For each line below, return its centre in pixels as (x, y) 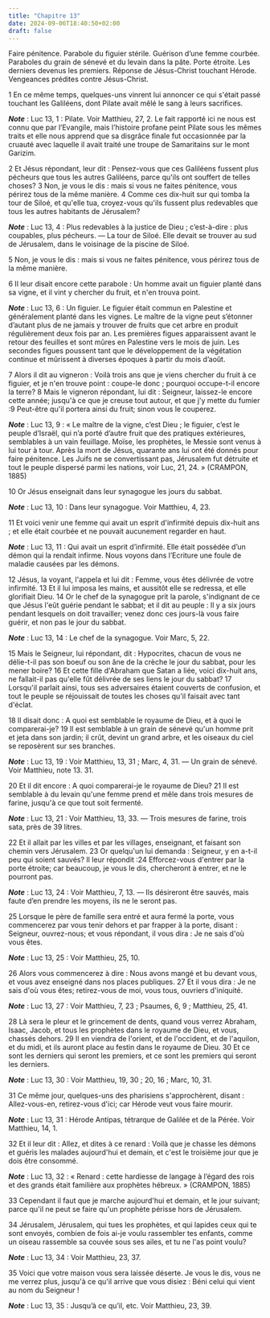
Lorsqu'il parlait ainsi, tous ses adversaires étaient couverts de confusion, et (135, 688)
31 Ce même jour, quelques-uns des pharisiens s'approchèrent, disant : (127, 1096)
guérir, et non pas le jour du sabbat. (67, 622)
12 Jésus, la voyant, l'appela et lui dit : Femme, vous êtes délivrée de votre (131, 579)
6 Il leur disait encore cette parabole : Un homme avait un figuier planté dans (135, 284)
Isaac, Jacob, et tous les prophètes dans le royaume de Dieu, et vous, (124, 1030)
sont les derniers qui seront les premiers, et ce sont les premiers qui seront (133, 1056)
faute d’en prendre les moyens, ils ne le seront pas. (93, 901)
